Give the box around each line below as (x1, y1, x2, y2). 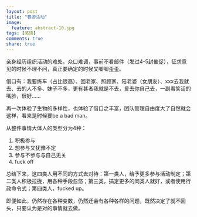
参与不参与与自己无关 (14, 151, 66, 159)
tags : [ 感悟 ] (6, 30, 36, 36)
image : (6, 19, 22, 25)
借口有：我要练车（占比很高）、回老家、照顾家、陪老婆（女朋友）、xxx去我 (6, 77, 184, 85)
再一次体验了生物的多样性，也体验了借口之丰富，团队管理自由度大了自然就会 (6, 105, 191, 112)
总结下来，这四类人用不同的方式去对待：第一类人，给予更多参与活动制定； (6, 170, 186, 177)
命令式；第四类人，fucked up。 (11, 185, 87, 192)
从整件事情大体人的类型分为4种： (6, 124, 87, 132)
